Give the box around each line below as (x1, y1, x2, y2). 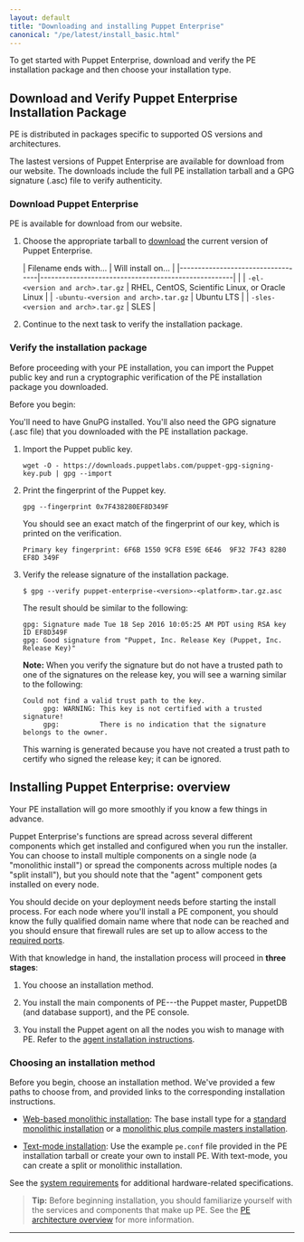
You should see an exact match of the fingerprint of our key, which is (22, 517, 280, 529)
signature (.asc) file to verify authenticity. (9, 175, 163, 186)
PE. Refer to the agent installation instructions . (22, 1033, 195, 1045)
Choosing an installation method (9, 1056, 156, 1068)
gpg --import (62, 469, 113, 478)
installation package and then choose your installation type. (9, 64, 232, 75)
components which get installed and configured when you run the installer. (9, 840, 289, 851)
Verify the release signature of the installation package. (22, 569, 229, 580)
